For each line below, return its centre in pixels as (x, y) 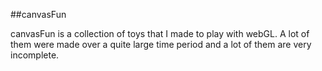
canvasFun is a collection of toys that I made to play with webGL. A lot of (160, 33)
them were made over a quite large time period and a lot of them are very (161, 44)
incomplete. (35, 55)
